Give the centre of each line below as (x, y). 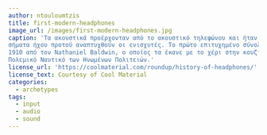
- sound (28, 119)
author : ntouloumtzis (44, 15)
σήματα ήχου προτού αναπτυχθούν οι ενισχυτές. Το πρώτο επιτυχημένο (124, 45)
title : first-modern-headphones (62, 23)
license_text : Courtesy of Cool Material (78, 75)
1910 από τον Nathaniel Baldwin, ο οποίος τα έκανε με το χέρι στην (124, 52)
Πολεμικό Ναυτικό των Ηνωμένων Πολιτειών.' (81, 60)
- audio (28, 112)
